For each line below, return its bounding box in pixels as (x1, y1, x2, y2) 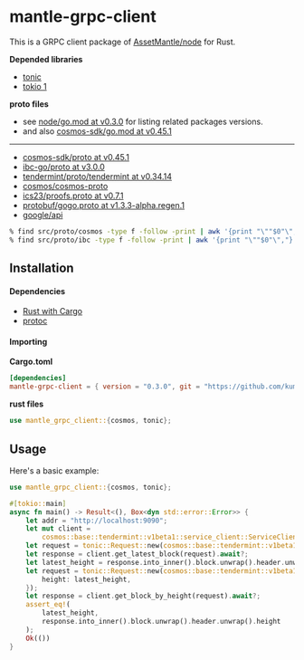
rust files (9, 398, 44, 409)
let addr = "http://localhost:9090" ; (25, 516, 168, 525)
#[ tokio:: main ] (9, 499, 67, 508)
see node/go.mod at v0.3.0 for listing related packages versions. (22, 116, 264, 127)
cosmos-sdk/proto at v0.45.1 (22, 151, 129, 162)
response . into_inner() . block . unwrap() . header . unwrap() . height (42, 617, 281, 627)
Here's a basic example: (9, 464, 100, 476)
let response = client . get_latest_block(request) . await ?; (25, 550, 249, 559)
